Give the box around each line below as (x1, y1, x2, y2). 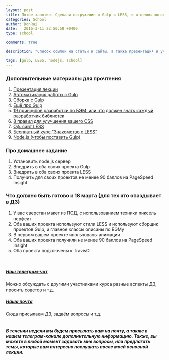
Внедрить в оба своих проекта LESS (13, 169, 91, 175)
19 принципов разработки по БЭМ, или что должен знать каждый (13, 107, 154, 113)
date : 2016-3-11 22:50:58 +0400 (6, 26, 78, 31)
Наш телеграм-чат (6, 269, 48, 275)
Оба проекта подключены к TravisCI (13, 247, 91, 253)
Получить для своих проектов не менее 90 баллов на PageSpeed (13, 174, 153, 180)
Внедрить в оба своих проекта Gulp (13, 164, 90, 170)
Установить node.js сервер (13, 158, 71, 164)
